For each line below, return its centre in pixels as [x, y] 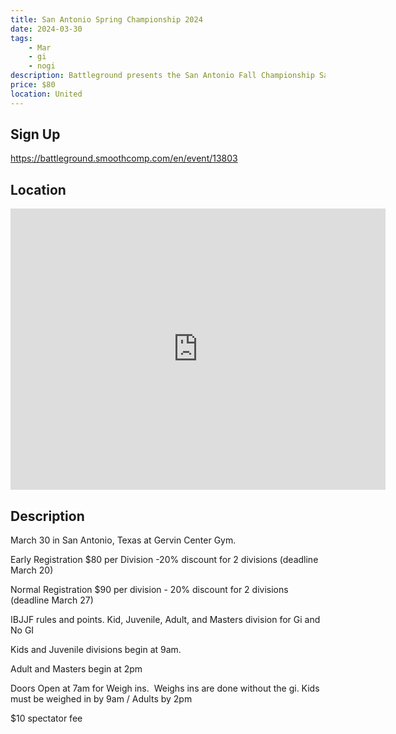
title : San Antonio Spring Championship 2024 [106, 19]
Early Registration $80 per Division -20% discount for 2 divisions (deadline [164, 560]
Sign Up [35, 134]
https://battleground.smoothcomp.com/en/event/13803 [124, 158]
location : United [46, 94]
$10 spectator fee [46, 718]
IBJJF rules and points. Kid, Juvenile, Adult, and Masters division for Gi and [165, 620]
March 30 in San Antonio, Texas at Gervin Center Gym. [123, 540]
